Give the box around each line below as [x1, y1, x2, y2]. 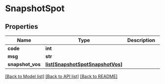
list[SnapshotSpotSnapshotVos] [45, 61, 123, 67]
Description [127, 37, 156, 43]
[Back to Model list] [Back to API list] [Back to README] [5, 74, 118, 79]
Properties [5, 22, 38, 31]
